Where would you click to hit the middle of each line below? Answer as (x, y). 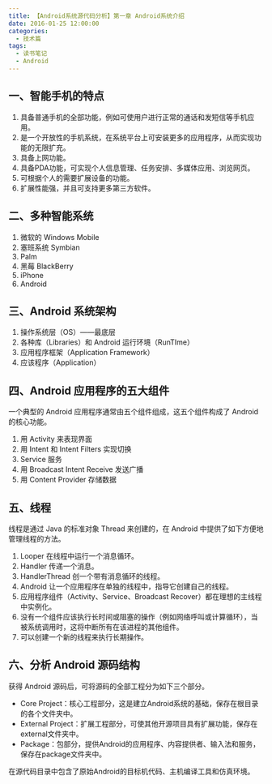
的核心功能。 (30, 422)
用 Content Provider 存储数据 (68, 480)
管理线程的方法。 (37, 538)
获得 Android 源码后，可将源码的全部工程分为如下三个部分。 (108, 686)
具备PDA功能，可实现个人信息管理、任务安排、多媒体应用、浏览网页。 (137, 168)
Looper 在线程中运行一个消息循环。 (79, 555)
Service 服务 (41, 460)
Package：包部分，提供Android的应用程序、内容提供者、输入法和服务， (140, 743)
